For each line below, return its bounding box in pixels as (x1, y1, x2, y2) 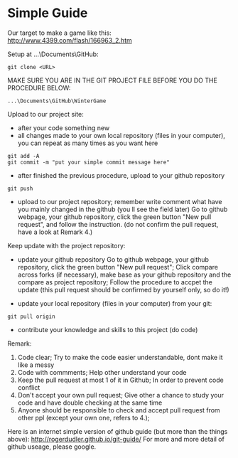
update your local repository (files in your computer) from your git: (17, 299, 212, 307)
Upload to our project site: (7, 110, 84, 118)
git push (7, 185, 33, 192)
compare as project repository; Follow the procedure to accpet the (17, 277, 213, 286)
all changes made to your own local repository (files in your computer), (17, 131, 226, 139)
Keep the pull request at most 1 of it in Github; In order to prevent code (17, 376, 224, 384)
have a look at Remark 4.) (17, 228, 93, 236)
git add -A (7, 152, 40, 159)
